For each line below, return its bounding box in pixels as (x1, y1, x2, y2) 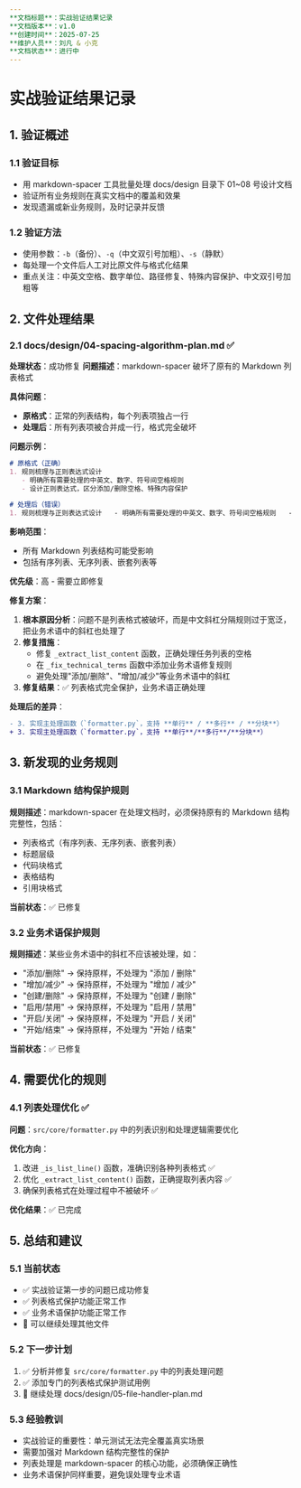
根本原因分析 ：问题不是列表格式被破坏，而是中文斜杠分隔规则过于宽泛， (22, 614, 291, 625)
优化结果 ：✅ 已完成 (9, 1203, 82, 1215)
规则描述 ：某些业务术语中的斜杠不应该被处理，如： (9, 948, 199, 959)
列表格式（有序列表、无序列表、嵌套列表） (22, 837, 181, 847)
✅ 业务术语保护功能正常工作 (22, 1307, 127, 1318)
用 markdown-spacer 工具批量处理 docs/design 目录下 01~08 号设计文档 (22, 179, 293, 190)
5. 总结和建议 (9, 1233, 83, 1249)
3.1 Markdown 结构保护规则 (9, 784, 130, 797)
